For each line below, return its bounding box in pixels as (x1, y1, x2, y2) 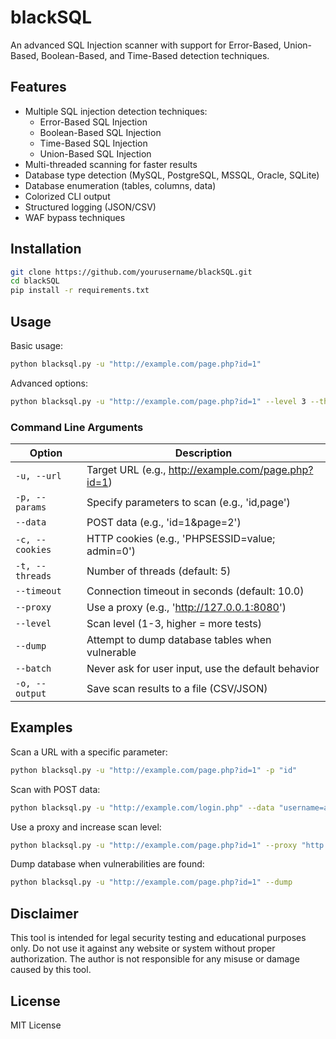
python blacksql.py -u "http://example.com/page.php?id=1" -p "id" (10, 765, 298, 775)
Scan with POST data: (10, 783, 101, 795)
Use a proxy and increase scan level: (10, 821, 162, 833)
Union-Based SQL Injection (39, 147, 152, 160)
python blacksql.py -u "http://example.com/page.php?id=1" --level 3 (10, 396, 307, 406)
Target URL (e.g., (86, 463, 167, 477)
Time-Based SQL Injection (39, 137, 148, 149)
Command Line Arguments (10, 420, 144, 434)
